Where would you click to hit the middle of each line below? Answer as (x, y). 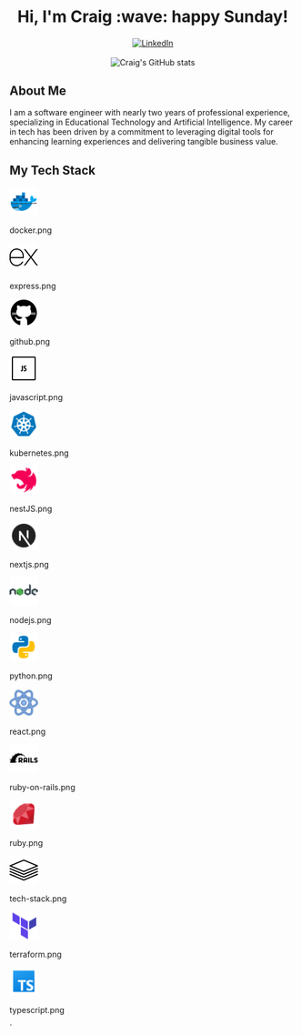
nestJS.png (31, 509)
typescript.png (37, 1010)
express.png (33, 286)
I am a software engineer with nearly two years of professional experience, (150, 113)
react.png (28, 732)
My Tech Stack (52, 170)
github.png (30, 342)
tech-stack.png (38, 899)
